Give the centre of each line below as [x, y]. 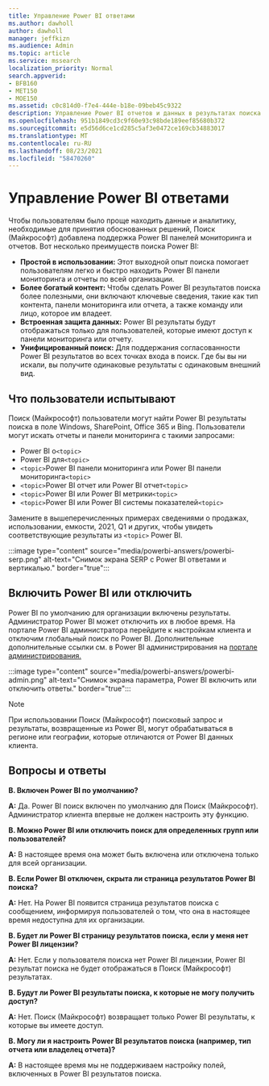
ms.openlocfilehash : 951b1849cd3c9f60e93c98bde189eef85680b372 [117, 121]
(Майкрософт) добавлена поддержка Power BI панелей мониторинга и [130, 238]
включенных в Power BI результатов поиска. [85, 1073]
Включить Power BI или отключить [100, 593]
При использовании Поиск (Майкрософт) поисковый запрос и [116, 720]
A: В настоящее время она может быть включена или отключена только [134, 854]
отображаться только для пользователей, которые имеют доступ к [136, 331]
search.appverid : [37, 76]
